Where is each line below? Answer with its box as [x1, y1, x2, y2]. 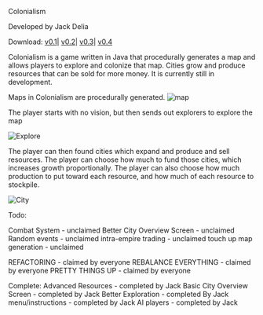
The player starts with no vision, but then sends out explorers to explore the [8, 108, 254, 117]
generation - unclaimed [8, 243, 84, 251]
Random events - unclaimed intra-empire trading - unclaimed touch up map [8, 234, 253, 243]
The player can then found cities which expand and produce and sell [8, 147, 230, 156]
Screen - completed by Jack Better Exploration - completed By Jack [8, 290, 229, 299]
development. [8, 78, 53, 86]
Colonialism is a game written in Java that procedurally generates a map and [8, 53, 256, 61]
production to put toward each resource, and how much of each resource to [8, 172, 254, 181]
